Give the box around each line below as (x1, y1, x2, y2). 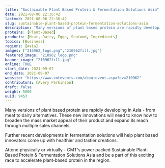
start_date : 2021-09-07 (5, 67, 54, 72)
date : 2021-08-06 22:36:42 (5, 12, 60, 17)
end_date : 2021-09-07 (5, 71, 50, 76)
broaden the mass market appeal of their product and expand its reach (5, 118, 148, 123)
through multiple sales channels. (5, 123, 71, 129)
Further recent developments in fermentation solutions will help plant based (5, 132, 158, 138)
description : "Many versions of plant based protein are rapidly (5, 25, 141, 30)
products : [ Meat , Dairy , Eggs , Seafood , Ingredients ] (5, 35, 118, 40)
